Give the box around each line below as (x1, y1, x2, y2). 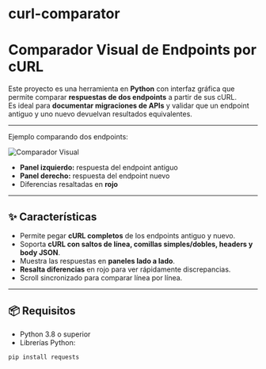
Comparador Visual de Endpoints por (8, 41, 257, 59)
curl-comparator (8, 5, 120, 23)
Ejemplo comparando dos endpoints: (8, 132, 128, 142)
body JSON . (19, 247, 61, 257)
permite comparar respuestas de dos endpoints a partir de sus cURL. (8, 93, 237, 102)
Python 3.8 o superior (19, 329, 91, 339)
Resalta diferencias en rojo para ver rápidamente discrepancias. (19, 264, 231, 274)
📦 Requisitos (8, 304, 76, 318)
